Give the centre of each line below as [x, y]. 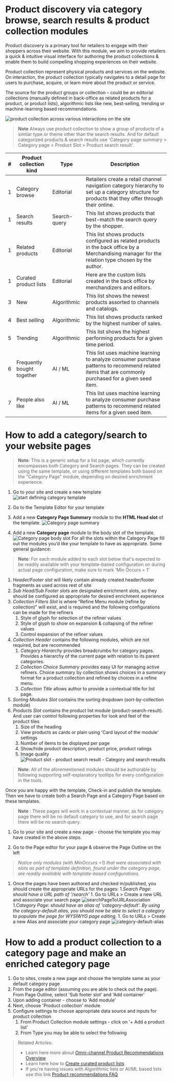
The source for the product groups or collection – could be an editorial [79, 92]
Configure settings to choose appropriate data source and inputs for [85, 1011]
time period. [100, 344]
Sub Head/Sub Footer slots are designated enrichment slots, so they [85, 590]
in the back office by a [112, 247]
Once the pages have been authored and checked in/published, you [84, 883]
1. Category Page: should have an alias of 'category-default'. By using [86, 905]
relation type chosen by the [119, 260]
